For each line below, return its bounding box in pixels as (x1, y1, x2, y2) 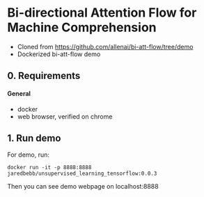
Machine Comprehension (7, 19, 157, 35)
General (7, 89, 31, 98)
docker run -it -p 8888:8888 (7, 164, 92, 171)
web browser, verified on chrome (17, 112, 113, 121)
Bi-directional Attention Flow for (7, 5, 197, 21)
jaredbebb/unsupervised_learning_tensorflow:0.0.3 (7, 170, 157, 178)
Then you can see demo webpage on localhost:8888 (7, 182, 159, 191)
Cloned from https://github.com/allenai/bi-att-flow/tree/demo (17, 42, 194, 51)
